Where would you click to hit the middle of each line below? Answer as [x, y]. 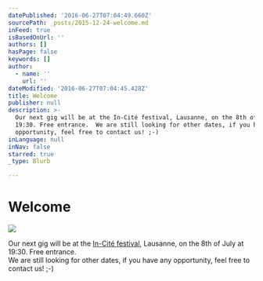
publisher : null [34, 103]
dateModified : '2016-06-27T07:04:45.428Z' [78, 88]
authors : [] [27, 45]
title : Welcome [33, 96]
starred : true [31, 154]
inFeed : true [29, 30]
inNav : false [29, 147]
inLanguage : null [36, 139]
